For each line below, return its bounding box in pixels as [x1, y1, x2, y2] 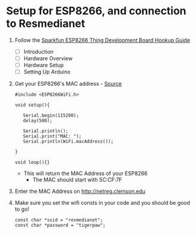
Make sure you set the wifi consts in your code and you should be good [14, 199, 190, 207]
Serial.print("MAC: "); [23, 133, 82, 139]
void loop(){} [14, 160, 50, 166]
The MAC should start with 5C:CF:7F [32, 176, 122, 183]
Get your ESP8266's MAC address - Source [14, 80, 122, 88]
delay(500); [23, 118, 53, 124]
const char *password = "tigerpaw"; [14, 222, 106, 229]
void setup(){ [14, 102, 50, 108]
